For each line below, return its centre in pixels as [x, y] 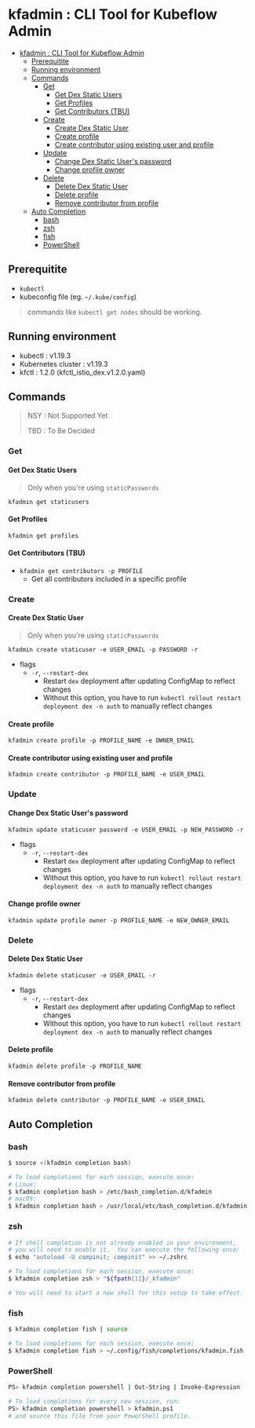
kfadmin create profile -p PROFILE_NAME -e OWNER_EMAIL [101, 741]
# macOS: [22, 1199]
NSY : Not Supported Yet [67, 416]
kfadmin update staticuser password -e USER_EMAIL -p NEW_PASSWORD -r [126, 830]
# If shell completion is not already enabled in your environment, [122, 1243]
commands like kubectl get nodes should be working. [115, 312]
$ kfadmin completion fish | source [68, 1329]
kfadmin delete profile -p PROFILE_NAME [75, 1066]
